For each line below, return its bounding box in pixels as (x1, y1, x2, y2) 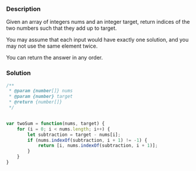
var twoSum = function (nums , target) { (6, 120, 105, 126)
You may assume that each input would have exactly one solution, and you (6, 36, 189, 43)
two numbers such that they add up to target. (6, 24, 117, 32)
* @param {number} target (8, 94, 73, 100)
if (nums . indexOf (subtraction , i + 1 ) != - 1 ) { (27, 137, 147, 143)
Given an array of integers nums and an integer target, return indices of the (6, 18, 190, 26)
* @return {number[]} (8, 99, 62, 105)
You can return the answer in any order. (6, 54, 103, 61)
